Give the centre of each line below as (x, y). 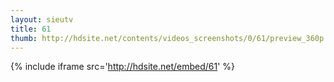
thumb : (24, 38)
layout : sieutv (42, 19)
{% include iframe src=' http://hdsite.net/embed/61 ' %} (123, 67)
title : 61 (31, 29)
